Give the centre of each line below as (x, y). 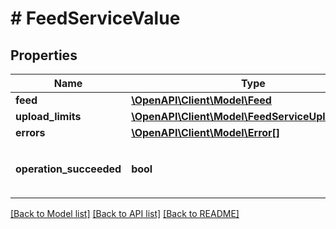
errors (30, 132)
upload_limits (48, 116)
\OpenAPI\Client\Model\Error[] (206, 132)
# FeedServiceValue (95, 18)
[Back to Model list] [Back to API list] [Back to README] (125, 213)
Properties (44, 55)
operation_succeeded (68, 169)
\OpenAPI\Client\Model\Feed (201, 100)
